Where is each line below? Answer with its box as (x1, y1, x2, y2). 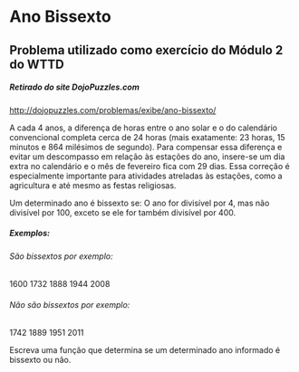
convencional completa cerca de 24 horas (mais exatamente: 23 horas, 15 (9, 131, 285, 142)
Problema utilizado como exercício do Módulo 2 (9, 43, 284, 58)
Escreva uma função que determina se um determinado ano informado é (9, 345, 281, 356)
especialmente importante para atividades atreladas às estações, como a (9, 170, 283, 181)
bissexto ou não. (9, 355, 72, 366)
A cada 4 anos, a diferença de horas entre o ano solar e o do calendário (9, 122, 278, 133)
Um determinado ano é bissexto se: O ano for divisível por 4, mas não (9, 197, 270, 208)
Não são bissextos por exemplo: (9, 299, 130, 310)
